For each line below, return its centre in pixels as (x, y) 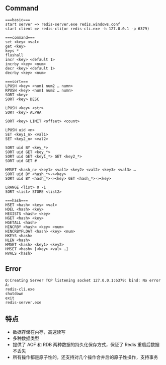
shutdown (14, 294)
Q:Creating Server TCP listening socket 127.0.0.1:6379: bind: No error (83, 280)
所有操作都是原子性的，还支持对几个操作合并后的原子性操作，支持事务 (85, 357)
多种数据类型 (26, 338)
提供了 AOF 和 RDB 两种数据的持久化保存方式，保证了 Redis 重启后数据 (86, 345)
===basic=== (18, 20)
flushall (14, 55)
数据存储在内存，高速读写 (39, 332)
